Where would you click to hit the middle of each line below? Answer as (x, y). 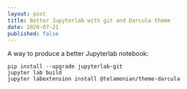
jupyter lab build (35, 73)
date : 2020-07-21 (33, 27)
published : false (33, 34)
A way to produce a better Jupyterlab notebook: (78, 54)
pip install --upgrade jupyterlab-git (65, 67)
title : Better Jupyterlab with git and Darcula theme (89, 20)
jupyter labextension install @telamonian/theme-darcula (94, 79)
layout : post (27, 14)
